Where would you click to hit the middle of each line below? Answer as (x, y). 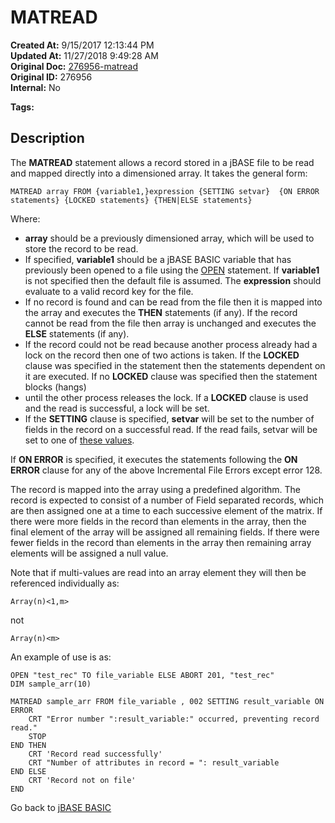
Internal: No (35, 87)
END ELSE (28, 771)
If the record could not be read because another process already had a (171, 344)
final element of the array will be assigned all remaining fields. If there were (165, 532)
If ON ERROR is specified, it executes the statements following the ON (154, 459)
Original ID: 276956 (51, 77)
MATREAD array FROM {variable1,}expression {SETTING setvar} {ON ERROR (165, 191)
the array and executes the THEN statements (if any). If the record (161, 312)
